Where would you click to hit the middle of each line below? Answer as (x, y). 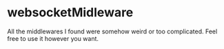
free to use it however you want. (53, 38)
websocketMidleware (70, 13)
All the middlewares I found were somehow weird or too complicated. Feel (112, 31)
